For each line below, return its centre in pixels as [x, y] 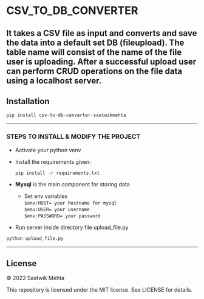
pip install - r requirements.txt [57, 173]
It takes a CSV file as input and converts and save [102, 33]
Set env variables [46, 196]
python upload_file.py [35, 239]
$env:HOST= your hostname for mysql [70, 203]
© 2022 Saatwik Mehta [36, 278]
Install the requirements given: [53, 161]
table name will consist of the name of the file [94, 52]
